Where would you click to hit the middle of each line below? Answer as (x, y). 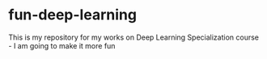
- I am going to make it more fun (62, 45)
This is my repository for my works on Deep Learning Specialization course (134, 37)
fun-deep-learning (73, 15)
